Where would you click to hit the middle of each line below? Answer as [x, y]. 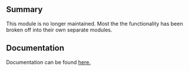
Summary [24, 10]
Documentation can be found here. [49, 62]
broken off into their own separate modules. [59, 30]
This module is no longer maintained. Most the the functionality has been [95, 23]
